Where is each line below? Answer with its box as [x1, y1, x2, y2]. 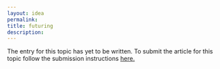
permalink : [7, 16, 38, 23]
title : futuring [7, 22, 53, 29]
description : [7, 28, 44, 36]
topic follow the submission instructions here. [7, 55, 135, 63]
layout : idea [7, 9, 44, 17]
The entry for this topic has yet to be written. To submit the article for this [7, 47, 213, 55]
